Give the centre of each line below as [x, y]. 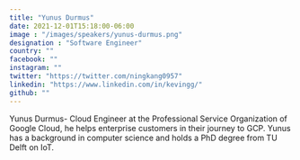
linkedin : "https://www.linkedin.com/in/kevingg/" [106, 84]
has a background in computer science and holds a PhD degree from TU [144, 138]
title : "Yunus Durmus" [52, 18]
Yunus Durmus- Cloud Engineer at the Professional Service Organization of [148, 119]
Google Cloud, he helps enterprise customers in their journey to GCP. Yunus [150, 128]
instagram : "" [36, 68]
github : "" [30, 93]
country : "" [31, 51]
